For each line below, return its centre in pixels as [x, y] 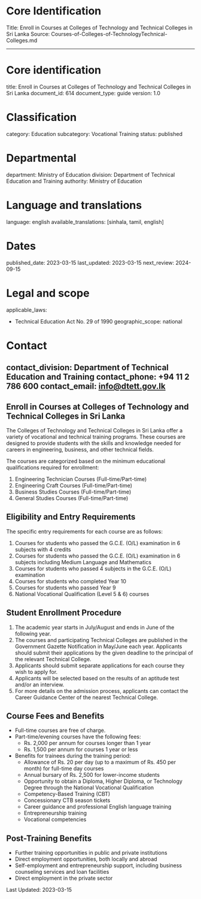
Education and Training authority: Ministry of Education [74, 181]
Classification [41, 117]
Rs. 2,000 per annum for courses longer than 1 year [87, 743]
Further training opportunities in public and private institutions [91, 853]
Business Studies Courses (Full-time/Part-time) [73, 492]
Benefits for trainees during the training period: [73, 756]
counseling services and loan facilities [62, 872]
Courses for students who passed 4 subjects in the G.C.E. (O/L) [93, 568]
